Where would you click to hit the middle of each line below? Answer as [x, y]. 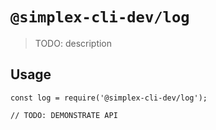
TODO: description [73, 43]
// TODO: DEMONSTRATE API [64, 115]
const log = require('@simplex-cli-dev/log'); [109, 98]
